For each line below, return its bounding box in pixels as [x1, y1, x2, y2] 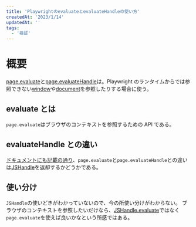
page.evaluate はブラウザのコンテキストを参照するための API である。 [6, 121, 175, 128]
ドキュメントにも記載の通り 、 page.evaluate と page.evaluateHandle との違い [6, 156, 188, 163]
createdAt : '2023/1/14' [6, 14, 65, 20]
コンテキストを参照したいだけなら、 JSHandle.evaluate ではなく [26, 206, 180, 214]
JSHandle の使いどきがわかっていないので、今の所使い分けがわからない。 [6, 199, 181, 206]
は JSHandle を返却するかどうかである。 [6, 164, 102, 171]
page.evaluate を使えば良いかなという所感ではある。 [6, 214, 133, 221]
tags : [6, 25, 19, 31]
